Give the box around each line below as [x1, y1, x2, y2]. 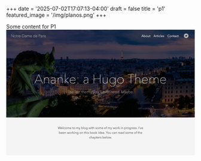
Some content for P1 [6, 23, 56, 30]
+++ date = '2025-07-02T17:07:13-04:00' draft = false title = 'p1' [6, 5, 166, 12]
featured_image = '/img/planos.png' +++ [6, 11, 106, 19]
